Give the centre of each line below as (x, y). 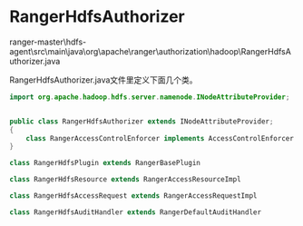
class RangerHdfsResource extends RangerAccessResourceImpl (126, 180)
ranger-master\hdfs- (48, 42)
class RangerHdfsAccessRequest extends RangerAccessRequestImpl (133, 196)
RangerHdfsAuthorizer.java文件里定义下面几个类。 (103, 80)
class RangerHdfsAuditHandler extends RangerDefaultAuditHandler (135, 212)
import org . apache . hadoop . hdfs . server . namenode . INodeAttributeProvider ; (150, 97)
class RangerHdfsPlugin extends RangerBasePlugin (105, 163)
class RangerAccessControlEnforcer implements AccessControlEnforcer (160, 138)
